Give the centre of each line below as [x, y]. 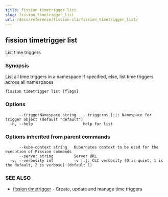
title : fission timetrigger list [41, 10]
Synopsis [17, 66]
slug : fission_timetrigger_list [40, 15]
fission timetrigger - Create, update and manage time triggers [77, 189]
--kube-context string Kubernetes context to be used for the [89, 147]
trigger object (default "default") [44, 119]
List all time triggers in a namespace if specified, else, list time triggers [80, 77]
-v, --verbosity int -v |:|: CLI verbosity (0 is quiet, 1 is [87, 161]
